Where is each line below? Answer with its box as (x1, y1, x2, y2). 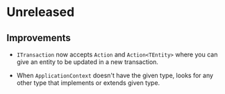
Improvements (6, 32, 71, 44)
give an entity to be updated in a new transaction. (16, 58, 159, 66)
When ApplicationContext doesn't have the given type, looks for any (16, 71, 213, 79)
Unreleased (6, 4, 75, 20)
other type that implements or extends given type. (16, 79, 160, 87)
